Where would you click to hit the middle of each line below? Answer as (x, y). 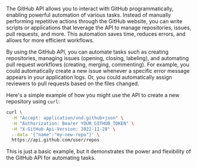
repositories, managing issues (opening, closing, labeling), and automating (98, 58)
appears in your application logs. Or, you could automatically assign (89, 77)
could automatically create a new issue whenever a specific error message (98, 71)
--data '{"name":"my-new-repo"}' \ (56, 134)
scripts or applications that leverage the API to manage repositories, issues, (99, 27)
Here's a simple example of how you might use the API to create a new (93, 95)
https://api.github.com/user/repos (56, 140)
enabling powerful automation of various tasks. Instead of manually (89, 15)
